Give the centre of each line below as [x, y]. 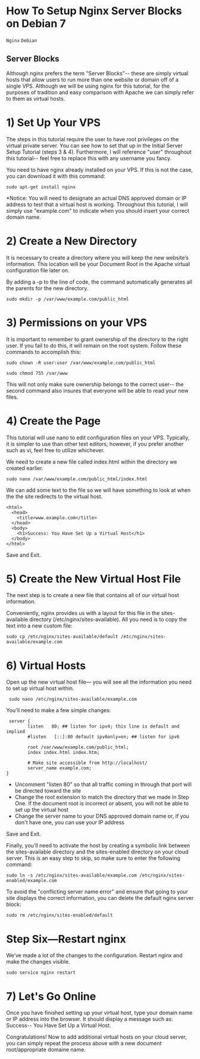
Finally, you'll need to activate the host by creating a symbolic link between [98, 846]
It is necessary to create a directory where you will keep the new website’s [97, 257]
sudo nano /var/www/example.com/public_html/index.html [77, 479]
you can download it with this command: [56, 176]
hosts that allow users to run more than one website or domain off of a [92, 79]
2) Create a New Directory [72, 241]
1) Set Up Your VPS [54, 122]
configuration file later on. [38, 270]
